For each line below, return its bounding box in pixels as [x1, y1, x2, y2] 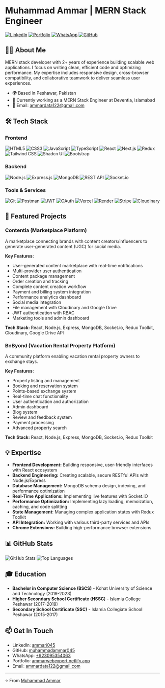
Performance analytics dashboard [12, 294, 81, 300]
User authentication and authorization [12, 398, 89, 404]
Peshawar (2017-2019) [12, 601, 58, 607]
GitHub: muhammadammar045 [12, 648, 75, 653]
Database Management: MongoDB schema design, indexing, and [12, 482, 146, 488]
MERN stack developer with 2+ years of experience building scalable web [5, 59, 155, 65]
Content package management [12, 273, 75, 279]
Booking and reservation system [12, 383, 78, 389]
